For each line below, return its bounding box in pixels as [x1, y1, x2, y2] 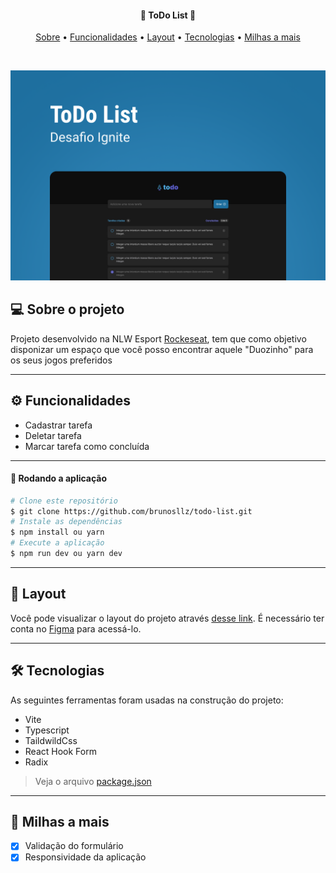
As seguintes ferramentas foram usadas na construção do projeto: [10, 694, 284, 706]
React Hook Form [24, 745, 97, 757]
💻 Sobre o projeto [10, 301, 125, 318]
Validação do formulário [24, 840, 124, 852]
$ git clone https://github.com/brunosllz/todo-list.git [10, 506, 253, 516]
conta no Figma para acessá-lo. [10, 622, 142, 635]
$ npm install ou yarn [10, 527, 105, 538]
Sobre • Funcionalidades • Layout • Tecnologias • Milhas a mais [35, 31, 301, 43]
